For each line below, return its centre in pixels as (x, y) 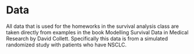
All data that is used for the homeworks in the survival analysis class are (93, 26)
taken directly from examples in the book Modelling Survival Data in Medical (97, 32)
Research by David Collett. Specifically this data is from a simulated (87, 38)
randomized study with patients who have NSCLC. (66, 45)
